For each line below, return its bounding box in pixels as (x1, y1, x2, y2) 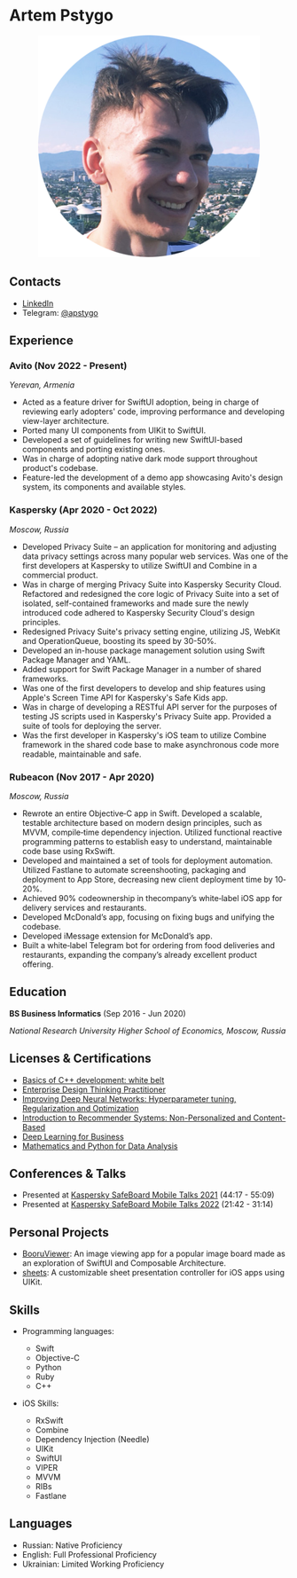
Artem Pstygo (9, 5, 113, 26)
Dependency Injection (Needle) (35, 1434, 150, 1445)
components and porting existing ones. (21, 444, 166, 455)
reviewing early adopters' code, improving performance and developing (21, 406, 285, 417)
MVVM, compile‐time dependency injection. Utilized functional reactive (21, 827, 283, 838)
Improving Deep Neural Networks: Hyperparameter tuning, (21, 1093, 237, 1104)
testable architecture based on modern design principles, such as (21, 818, 262, 828)
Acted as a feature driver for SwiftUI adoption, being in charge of (21, 396, 260, 408)
